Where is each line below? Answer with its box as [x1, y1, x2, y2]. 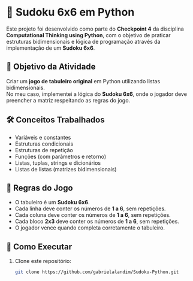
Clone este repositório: [14, 258, 72, 265]
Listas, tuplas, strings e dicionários [14, 159, 101, 167]
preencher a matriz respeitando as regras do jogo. [6, 96, 131, 104]
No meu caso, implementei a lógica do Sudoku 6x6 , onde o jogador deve [6, 90, 188, 98]
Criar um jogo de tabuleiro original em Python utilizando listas [6, 77, 161, 84]
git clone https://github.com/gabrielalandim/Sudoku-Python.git [14, 269, 179, 275]
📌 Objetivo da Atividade [6, 62, 96, 72]
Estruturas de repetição [14, 146, 74, 153]
